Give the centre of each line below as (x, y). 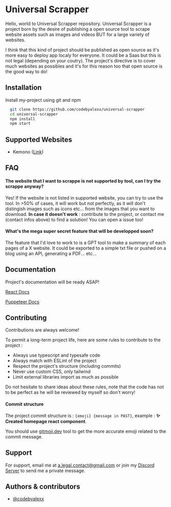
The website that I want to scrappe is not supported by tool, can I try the (83, 181)
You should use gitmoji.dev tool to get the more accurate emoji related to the (86, 431)
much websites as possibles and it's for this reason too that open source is (84, 66)
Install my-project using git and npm (43, 100)
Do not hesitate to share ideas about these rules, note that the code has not (85, 387)
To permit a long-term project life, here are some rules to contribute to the (83, 340)
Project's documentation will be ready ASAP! (52, 282)
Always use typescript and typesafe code (56, 355)
